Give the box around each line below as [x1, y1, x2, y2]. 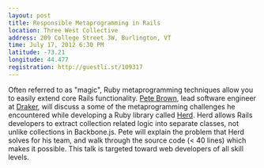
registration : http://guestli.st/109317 [8, 63, 144, 71]
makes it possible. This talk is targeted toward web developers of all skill [8, 143, 243, 153]
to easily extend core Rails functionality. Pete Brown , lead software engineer [8, 93, 257, 103]
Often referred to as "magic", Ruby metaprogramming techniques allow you [8, 85, 254, 94]
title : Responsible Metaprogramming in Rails [8, 19, 160, 27]
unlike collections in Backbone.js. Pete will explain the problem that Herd [8, 127, 245, 136]
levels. [8, 152, 29, 162]
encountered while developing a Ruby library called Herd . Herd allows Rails [8, 110, 253, 120]
